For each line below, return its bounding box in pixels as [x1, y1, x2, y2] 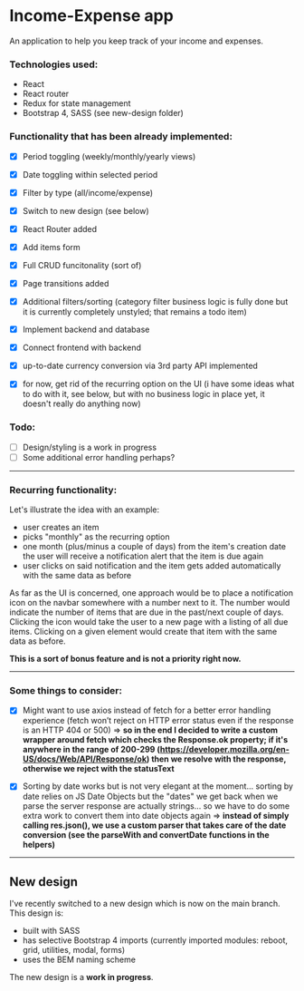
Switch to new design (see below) [22, 205, 149, 216]
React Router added [22, 223, 98, 234]
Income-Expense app [9, 5, 174, 26]
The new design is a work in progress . [9, 972, 154, 983]
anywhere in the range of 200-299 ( [22, 744, 161, 755]
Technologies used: [9, 58, 99, 71]
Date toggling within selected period [22, 169, 158, 180]
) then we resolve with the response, [146, 753, 287, 764]
